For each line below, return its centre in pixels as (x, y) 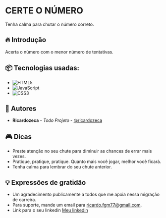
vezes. (19, 157)
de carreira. (24, 200)
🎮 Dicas (19, 136)
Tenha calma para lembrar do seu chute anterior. (62, 167)
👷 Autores (21, 108)
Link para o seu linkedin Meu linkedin (50, 210)
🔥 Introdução (26, 40)
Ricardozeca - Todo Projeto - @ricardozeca (57, 120)
